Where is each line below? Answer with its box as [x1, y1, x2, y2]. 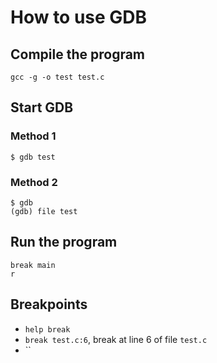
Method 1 [10, 129, 57, 143]
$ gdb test [10, 152, 56, 162]
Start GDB [10, 99, 74, 116]
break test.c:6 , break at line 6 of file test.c [24, 333, 208, 345]
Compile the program [10, 46, 146, 63]
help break [24, 324, 71, 335]
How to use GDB [10, 6, 148, 29]
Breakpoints [10, 296, 88, 313]
